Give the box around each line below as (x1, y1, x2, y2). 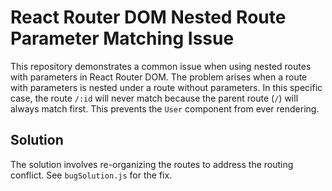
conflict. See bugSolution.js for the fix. (10, 169, 173, 181)
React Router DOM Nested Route (10, 6, 287, 29)
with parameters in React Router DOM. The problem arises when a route (10, 71, 308, 83)
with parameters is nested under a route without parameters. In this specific (10, 81, 323, 93)
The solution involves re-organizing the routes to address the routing (10, 158, 294, 170)
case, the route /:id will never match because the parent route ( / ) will (10, 92, 299, 104)
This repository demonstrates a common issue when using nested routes (10, 60, 312, 72)
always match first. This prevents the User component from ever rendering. (10, 102, 320, 115)
